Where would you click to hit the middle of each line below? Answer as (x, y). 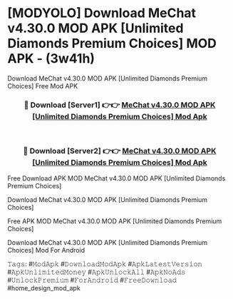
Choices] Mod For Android (46, 250)
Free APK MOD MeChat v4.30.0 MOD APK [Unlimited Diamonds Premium (115, 221)
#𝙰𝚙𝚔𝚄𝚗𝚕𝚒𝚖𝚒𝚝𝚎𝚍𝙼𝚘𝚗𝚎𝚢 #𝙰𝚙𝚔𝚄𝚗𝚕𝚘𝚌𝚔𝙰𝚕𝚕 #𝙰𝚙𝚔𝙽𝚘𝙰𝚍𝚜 (97, 272)
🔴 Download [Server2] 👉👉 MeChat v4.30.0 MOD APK (120, 151)
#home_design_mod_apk (44, 288)
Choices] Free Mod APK (43, 86)
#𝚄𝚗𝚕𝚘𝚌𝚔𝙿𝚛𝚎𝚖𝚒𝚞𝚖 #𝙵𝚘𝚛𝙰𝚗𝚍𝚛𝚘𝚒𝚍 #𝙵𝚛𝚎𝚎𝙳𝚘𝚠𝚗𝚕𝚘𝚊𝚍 (92, 280)
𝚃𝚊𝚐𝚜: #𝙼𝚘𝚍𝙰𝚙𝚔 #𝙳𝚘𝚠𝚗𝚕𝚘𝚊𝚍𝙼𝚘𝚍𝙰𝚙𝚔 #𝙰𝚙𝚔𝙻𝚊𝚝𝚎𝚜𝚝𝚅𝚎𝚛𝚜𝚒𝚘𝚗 (105, 264)
